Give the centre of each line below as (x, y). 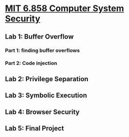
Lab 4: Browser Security (42, 112)
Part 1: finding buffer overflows (42, 50)
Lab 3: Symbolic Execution (46, 96)
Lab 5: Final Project (35, 128)
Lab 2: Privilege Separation (47, 79)
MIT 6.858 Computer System (64, 8)
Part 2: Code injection (31, 63)
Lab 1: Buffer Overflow (40, 37)
